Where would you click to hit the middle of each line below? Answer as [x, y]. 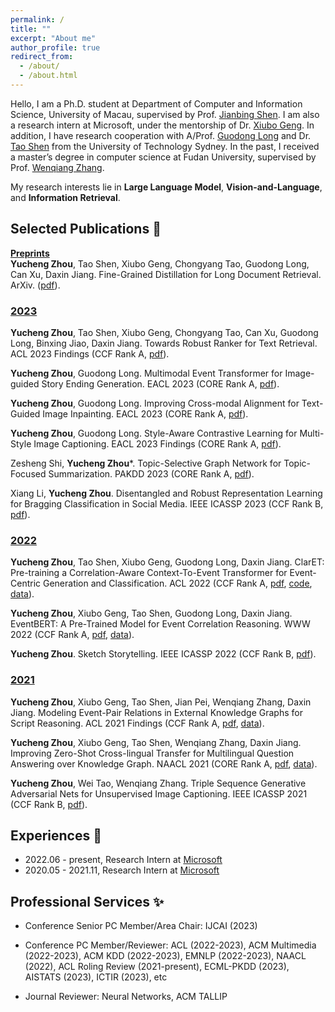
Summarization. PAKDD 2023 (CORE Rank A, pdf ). [151, 473]
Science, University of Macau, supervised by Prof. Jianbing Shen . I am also [165, 114]
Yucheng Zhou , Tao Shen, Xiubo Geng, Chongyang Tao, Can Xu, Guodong [164, 332]
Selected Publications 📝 [86, 229]
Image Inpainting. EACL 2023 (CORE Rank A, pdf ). [145, 413]
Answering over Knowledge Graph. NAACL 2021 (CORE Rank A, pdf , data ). [164, 763]
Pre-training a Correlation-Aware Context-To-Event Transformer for [149, 573]
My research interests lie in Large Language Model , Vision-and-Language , [166, 187]
